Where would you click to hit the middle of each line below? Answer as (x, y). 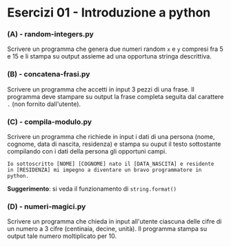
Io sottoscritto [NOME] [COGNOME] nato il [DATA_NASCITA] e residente (111, 164)
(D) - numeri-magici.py (47, 206)
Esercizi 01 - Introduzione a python (109, 13)
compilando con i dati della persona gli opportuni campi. (87, 151)
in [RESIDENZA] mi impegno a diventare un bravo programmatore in (104, 170)
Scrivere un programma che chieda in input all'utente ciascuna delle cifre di (114, 222)
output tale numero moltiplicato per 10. (62, 236)
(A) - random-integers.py (51, 34)
